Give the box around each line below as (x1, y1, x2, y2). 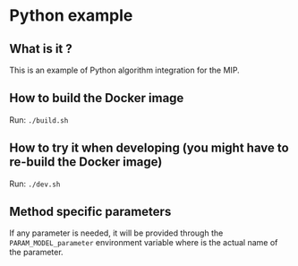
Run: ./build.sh (9, 114, 69, 125)
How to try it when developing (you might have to (9, 141, 289, 156)
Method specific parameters (9, 204, 172, 219)
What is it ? (9, 41, 73, 56)
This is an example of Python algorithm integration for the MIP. (9, 64, 240, 75)
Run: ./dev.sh (9, 178, 61, 189)
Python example (9, 5, 133, 26)
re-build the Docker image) (9, 154, 163, 170)
